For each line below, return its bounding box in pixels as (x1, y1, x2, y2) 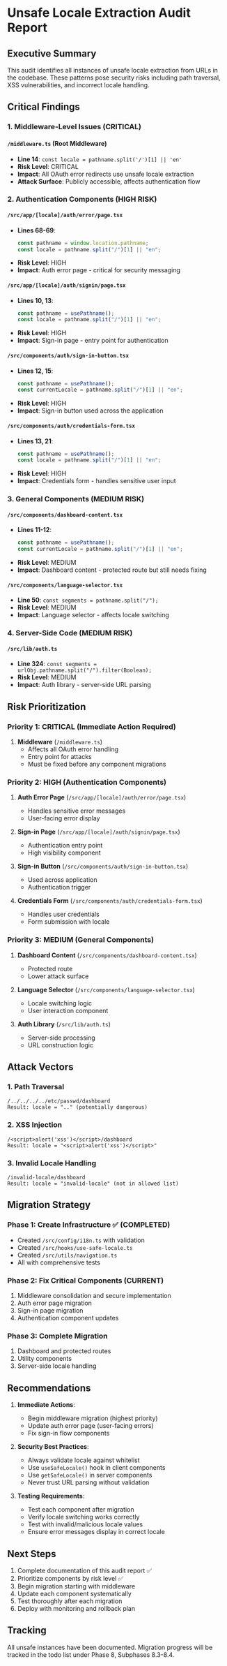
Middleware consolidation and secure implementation (17, 1292, 172, 1299)
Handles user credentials (27, 910, 100, 919)
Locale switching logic (27, 998, 93, 1007)
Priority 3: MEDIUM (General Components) (7, 935, 155, 945)
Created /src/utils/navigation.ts (17, 1251, 118, 1259)
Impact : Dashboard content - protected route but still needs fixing (17, 566, 207, 574)
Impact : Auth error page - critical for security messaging (17, 266, 181, 274)
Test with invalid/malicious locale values (27, 1520, 143, 1528)
